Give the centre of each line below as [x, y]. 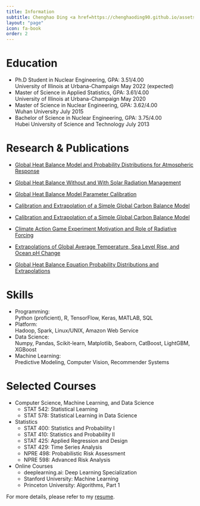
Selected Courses [51, 387]
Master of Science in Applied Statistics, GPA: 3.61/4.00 [82, 92]
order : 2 [17, 34]
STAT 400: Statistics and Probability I [69, 428]
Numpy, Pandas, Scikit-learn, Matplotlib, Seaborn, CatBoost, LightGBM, [102, 343]
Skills [20, 295]
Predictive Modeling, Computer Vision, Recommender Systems [92, 362]
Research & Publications [68, 148]
